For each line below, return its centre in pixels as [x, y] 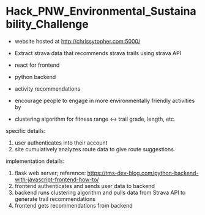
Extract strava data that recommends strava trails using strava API [98, 53]
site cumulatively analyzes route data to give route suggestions [94, 149]
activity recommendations [47, 89]
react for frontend [37, 65]
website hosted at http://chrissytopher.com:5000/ [77, 41]
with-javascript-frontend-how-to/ [57, 179]
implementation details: [35, 161]
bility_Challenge [47, 24]
